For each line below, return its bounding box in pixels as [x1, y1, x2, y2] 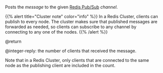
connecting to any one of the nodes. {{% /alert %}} [5, 29, 108, 35]
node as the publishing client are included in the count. [5, 63, 116, 68]
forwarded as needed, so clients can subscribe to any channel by [5, 24, 137, 30]
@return [5, 38, 22, 44]
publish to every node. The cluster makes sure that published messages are [5, 19, 158, 24]
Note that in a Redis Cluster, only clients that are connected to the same [5, 57, 149, 63]
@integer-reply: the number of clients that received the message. [5, 48, 137, 54]
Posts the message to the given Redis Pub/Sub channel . [5, 4, 118, 10]
